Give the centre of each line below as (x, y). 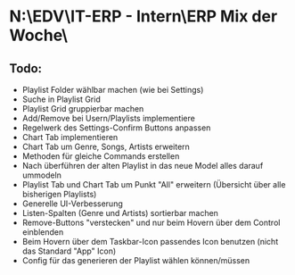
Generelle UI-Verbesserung (72, 204)
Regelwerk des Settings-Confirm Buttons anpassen (116, 128)
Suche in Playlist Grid (61, 99)
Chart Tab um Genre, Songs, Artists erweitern (106, 146)
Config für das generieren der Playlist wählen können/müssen (136, 260)
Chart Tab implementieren (70, 137)
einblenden (43, 232)
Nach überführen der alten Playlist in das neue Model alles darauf (143, 166)
